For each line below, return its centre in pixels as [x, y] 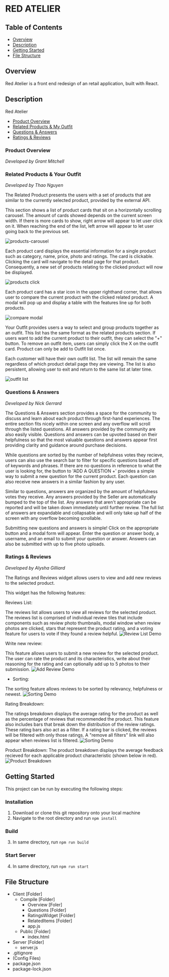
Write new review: [24, 643]
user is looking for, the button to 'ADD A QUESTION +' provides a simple [80, 471]
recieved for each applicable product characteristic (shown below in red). [81, 755]
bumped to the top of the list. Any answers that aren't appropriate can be [81, 502]
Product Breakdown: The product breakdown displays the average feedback [84, 750]
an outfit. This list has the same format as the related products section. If [80, 333]
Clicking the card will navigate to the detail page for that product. [72, 262]
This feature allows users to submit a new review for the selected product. [82, 653]
